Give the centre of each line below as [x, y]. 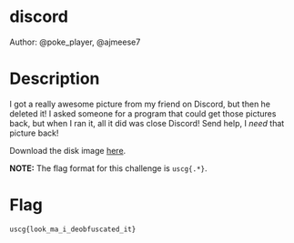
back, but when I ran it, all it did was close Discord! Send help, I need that [147, 123]
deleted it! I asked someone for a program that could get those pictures [143, 113]
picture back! [34, 133]
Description [55, 79]
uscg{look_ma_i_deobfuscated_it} [73, 229]
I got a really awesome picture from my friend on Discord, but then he [140, 104]
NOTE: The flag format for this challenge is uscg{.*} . [108, 168]
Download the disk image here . [68, 150]
